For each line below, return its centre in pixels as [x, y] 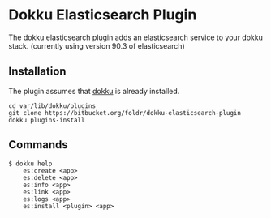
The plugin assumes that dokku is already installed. [94, 91]
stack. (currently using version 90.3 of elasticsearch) [97, 45]
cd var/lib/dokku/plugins [52, 106]
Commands [39, 145]
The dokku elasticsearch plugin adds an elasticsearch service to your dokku [136, 37]
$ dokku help [30, 164]
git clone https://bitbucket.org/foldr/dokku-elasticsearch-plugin [125, 113]
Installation [37, 72]
